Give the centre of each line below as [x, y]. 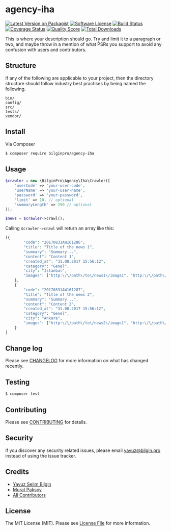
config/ [13, 103]
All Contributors [29, 495]
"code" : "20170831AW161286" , [54, 243]
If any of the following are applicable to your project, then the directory [79, 78]
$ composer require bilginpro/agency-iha [50, 153]
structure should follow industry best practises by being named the [76, 83]
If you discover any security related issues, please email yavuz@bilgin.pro [83, 450]
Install [15, 132]
